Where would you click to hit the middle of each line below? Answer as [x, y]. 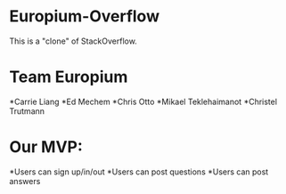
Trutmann [27, 111]
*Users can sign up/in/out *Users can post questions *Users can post [139, 172]
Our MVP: [46, 147]
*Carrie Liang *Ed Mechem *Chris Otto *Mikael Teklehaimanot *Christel [143, 101]
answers [25, 181]
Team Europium [69, 77]
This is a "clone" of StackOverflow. [74, 41]
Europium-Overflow [85, 16]
